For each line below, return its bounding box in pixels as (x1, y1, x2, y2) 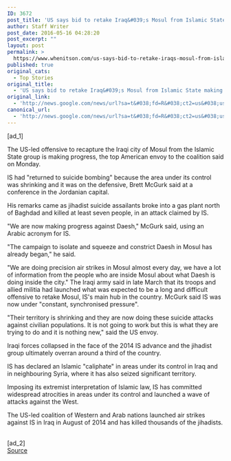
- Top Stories (13, 74, 54, 81)
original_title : (7, 81, 54, 88)
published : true (7, 61, 54, 68)
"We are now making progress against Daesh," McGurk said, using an (7, 222, 204, 230)
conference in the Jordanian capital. (7, 188, 110, 196)
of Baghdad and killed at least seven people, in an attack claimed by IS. (7, 208, 209, 217)
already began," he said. (7, 250, 76, 258)
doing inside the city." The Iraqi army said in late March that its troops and (7, 277, 217, 286)
